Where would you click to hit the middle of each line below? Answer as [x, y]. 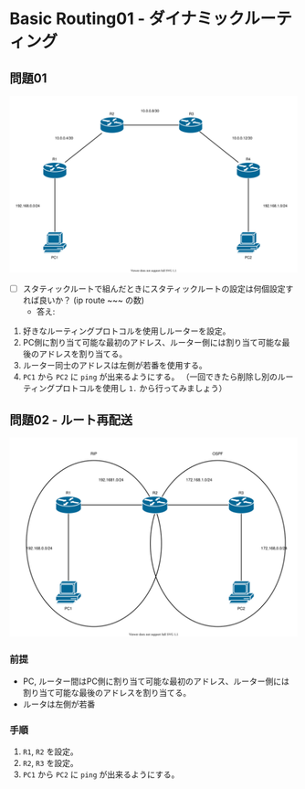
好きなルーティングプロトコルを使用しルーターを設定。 [126, 331]
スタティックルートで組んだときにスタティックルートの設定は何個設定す [158, 289]
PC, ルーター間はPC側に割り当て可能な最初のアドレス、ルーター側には [156, 681]
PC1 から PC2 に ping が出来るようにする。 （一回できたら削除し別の [150, 377]
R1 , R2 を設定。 [51, 752]
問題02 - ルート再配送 [71, 420]
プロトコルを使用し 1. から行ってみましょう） [141, 389]
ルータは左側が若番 [59, 704]
